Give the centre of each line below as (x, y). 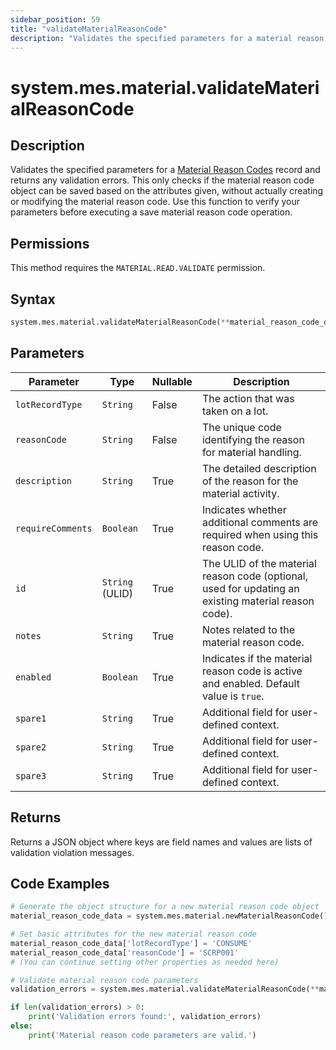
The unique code (241, 427)
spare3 (31, 775)
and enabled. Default (250, 683)
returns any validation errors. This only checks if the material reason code (162, 180)
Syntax (33, 299)
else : (21, 1026)
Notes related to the (248, 629)
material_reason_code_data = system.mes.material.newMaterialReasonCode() (169, 916)
